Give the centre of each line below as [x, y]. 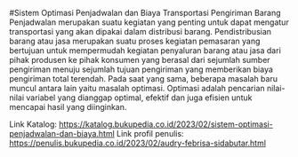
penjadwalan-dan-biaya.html [62, 133]
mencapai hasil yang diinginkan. [68, 107]
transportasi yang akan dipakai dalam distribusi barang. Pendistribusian [141, 31]
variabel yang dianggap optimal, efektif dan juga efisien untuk [139, 98]
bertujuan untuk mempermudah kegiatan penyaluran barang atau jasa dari [145, 51]
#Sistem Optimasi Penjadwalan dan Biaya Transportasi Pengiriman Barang [145, 13]
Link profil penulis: [150, 133]
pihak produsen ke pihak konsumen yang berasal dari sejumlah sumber [140, 60]
